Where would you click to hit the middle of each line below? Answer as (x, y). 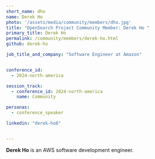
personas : (18, 107)
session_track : (24, 86)
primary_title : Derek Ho (36, 33)
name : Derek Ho (24, 17)
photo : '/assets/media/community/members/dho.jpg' (69, 22)
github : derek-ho (27, 44)
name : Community (36, 97)
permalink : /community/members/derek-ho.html (62, 38)
